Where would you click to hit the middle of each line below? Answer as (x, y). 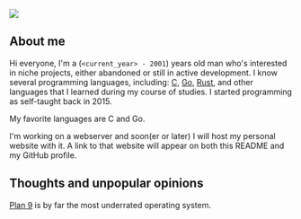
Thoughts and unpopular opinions (106, 184)
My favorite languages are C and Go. (77, 118)
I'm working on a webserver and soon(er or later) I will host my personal (142, 136)
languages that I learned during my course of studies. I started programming (150, 92)
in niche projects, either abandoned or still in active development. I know (144, 73)
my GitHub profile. (43, 155)
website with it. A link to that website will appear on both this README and (147, 145)
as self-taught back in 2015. (61, 101)
